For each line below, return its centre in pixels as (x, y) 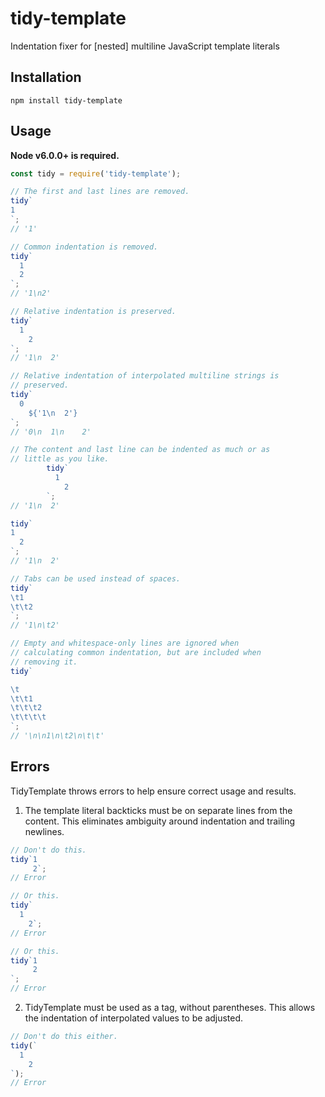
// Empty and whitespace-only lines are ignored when (125, 643)
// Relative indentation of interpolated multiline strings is (145, 376)
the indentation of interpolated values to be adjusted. (134, 1018)
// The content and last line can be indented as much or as (140, 450)
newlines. (44, 831)
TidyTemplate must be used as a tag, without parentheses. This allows (170, 1007)
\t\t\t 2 (26, 708)
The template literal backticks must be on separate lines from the (158, 810)
